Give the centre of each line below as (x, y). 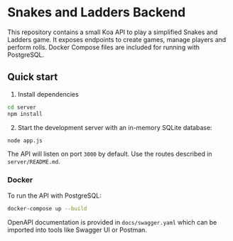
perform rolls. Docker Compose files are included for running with (104, 47)
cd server (22, 107)
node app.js (25, 140)
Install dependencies (48, 94)
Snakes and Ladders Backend (97, 12)
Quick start (33, 77)
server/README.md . (34, 161)
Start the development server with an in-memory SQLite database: (115, 127)
